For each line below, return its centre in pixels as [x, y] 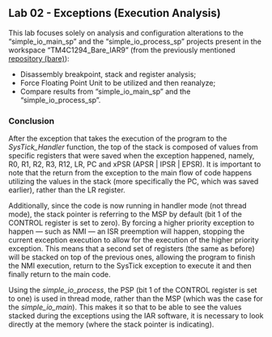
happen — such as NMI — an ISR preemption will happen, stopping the [127, 232]
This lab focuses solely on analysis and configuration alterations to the [126, 32]
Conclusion [32, 120]
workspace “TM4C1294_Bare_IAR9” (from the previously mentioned [122, 50]
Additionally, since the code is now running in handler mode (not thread [127, 206]
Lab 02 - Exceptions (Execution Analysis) [115, 13]
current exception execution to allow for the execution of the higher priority [134, 240]
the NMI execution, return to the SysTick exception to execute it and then [130, 266]
